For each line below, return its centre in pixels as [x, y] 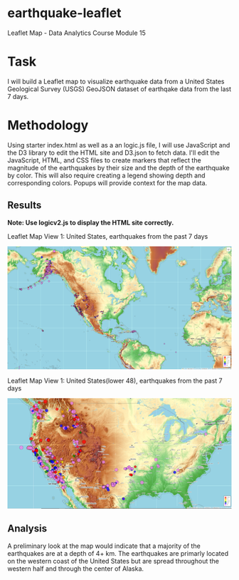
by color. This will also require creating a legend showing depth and [106, 175]
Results [25, 206]
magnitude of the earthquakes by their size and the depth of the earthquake [118, 167]
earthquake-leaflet [65, 13]
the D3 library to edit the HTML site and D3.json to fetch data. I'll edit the [114, 152]
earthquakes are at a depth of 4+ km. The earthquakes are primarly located [118, 553]
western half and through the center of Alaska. [76, 569]
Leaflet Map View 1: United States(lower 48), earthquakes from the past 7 [115, 380]
